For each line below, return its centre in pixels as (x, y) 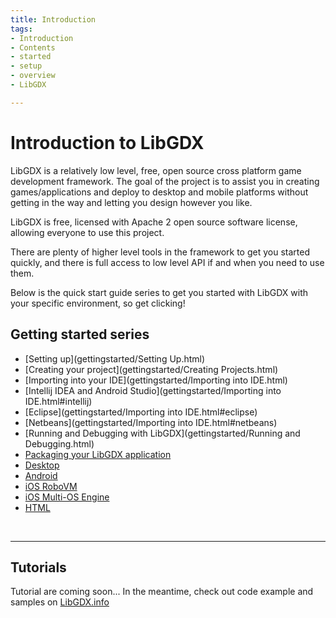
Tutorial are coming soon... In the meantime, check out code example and (162, 592)
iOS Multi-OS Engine (67, 497)
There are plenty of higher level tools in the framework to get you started (160, 252)
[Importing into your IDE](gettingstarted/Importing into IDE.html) (156, 380)
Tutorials (38, 567)
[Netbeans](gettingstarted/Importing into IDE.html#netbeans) (151, 422)
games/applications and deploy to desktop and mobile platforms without (159, 192)
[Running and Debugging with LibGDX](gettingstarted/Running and (162, 433)
